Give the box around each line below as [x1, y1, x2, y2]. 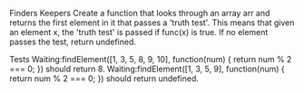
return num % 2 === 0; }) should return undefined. [9, 73, 200, 84]
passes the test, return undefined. [9, 36, 136, 47]
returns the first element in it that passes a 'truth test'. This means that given [9, 17, 295, 28]
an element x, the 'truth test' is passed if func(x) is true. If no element [9, 27, 269, 37]
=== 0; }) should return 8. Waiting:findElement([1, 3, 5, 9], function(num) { [9, 63, 286, 74]
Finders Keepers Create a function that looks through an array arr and [9, 8, 270, 18]
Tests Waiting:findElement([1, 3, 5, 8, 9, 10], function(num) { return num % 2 [9, 54, 292, 64]
